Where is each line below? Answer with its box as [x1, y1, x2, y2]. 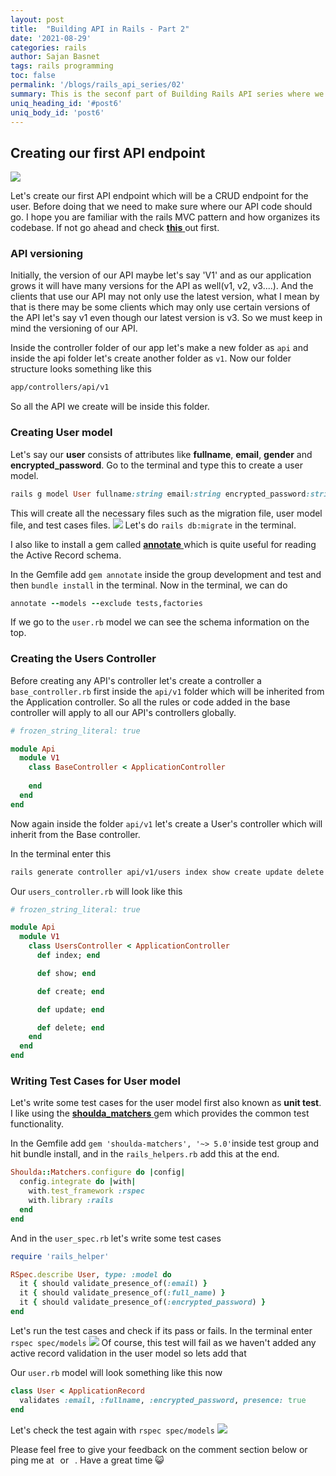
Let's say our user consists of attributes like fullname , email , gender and [10, 448, 313, 460]
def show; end [36, 968, 97, 978]
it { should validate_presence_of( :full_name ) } [19, 1288, 226, 1298]
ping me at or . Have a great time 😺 [10, 1454, 165, 1466]
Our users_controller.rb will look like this [10, 885, 183, 897]
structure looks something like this [10, 363, 152, 375]
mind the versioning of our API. [10, 322, 138, 335]
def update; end [36, 1004, 105, 1015]
